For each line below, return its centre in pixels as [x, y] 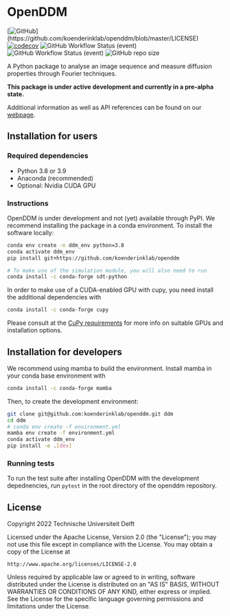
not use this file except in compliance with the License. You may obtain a [110, 545]
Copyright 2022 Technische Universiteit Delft [71, 524]
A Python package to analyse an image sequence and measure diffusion [110, 66]
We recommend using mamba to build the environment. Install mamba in [110, 368]
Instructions [28, 203]
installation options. [35, 330]
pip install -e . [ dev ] [39, 446]
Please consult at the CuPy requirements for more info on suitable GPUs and [115, 323]
